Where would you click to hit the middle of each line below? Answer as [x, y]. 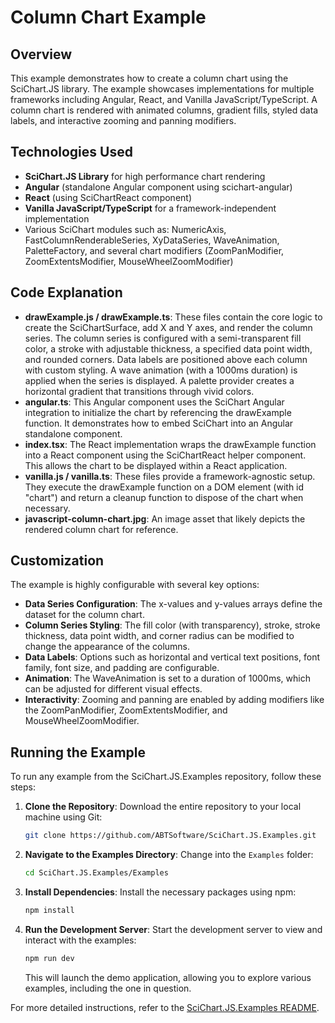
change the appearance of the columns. [107, 647]
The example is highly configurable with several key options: [135, 585]
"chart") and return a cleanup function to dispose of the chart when [164, 497]
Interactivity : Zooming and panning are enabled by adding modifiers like [174, 700]
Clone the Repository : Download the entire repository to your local [163, 807]
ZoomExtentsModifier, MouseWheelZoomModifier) [129, 261]
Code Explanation [66, 292]
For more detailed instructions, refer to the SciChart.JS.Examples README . [165, 1007]
